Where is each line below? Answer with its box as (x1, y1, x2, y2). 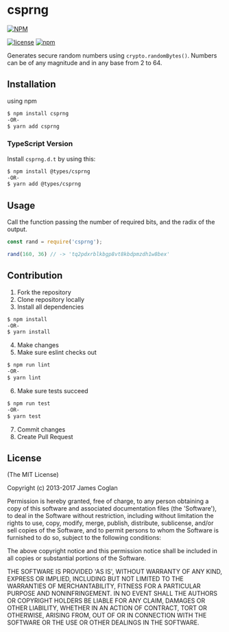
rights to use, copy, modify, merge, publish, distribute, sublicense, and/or (7, 519, 214, 527)
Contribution (7, 270, 63, 281)
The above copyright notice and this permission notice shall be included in (7, 547, 217, 555)
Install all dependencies (16, 303, 84, 311)
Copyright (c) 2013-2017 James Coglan (7, 484, 118, 492)
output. (7, 225, 27, 233)
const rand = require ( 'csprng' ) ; (7, 239, 103, 246)
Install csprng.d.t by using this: (7, 154, 96, 163)
